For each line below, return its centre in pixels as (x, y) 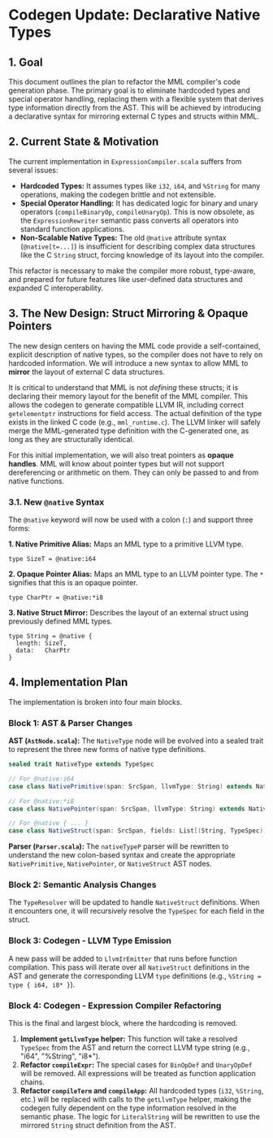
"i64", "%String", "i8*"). (60, 1056)
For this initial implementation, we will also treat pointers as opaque (121, 455)
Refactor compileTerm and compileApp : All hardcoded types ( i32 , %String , (142, 1091)
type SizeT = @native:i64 (52, 558)
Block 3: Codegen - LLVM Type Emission (90, 940)
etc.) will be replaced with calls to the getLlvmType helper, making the (136, 1100)
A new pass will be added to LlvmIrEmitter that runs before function (123, 958)
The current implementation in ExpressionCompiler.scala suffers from (125, 161)
